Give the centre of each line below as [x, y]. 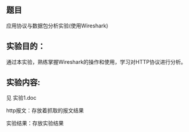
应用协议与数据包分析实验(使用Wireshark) [57, 26]
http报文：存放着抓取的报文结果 [45, 110]
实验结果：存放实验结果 [35, 123]
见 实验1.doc [21, 98]
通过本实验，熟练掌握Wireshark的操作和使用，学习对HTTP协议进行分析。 [96, 62]
